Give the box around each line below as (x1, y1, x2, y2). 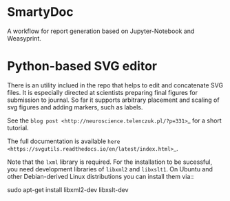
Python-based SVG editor (7, 59, 157, 74)
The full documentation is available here (7, 137, 121, 145)
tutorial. (7, 123, 29, 131)
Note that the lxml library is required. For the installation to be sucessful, (7, 158, 212, 166)
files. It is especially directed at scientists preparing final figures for (7, 88, 198, 96)
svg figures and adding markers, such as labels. (7, 103, 143, 111)
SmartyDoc (7, 4, 74, 20)
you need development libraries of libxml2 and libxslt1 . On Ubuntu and (7, 165, 213, 173)
